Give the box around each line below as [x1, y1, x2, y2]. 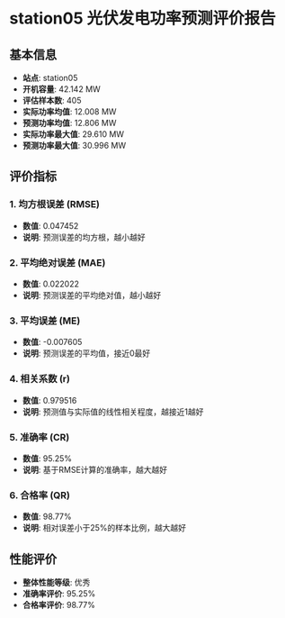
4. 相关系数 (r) [9, 373, 70, 386]
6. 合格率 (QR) [9, 488, 70, 501]
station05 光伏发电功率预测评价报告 [9, 8, 276, 29]
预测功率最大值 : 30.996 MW [22, 141, 127, 150]
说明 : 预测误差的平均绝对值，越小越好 [22, 289, 162, 300]
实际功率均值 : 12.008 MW [22, 106, 117, 117]
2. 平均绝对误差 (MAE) [9, 256, 106, 268]
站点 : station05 [22, 73, 78, 83]
